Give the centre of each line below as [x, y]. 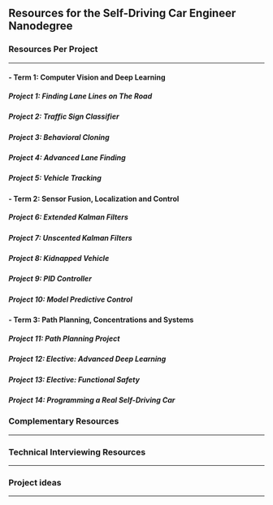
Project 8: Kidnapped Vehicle [59, 259]
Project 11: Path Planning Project [64, 338]
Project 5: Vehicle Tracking [55, 178]
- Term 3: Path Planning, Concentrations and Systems [101, 320]
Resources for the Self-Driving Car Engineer [122, 13]
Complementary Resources [64, 421]
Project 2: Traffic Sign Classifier [64, 116]
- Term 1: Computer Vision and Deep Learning [87, 77]
